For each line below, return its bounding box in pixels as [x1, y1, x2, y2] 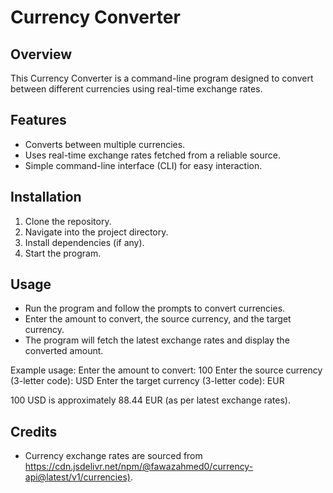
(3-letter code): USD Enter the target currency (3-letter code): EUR [10, 375, 285, 387]
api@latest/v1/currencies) [24, 471, 131, 483]
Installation [10, 189, 82, 206]
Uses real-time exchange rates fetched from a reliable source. [24, 149, 281, 161]
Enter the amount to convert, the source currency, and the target [24, 313, 292, 325]
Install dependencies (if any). [24, 236, 145, 248]
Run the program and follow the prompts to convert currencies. [24, 302, 286, 315]
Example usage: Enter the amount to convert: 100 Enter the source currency [10, 364, 323, 376]
